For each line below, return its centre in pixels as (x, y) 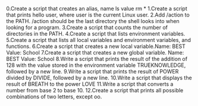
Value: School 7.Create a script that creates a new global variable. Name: (95, 52)
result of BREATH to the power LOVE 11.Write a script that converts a (90, 84)
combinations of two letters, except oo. (54, 97)
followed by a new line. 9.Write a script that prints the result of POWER (92, 71)
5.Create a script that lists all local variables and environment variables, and (99, 40)
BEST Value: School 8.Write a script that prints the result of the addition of (97, 59)
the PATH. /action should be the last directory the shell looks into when (93, 21)
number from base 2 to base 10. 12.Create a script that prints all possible (95, 90)
